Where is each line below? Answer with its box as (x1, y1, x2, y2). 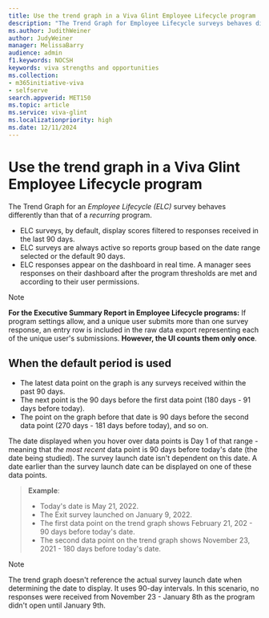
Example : (27, 486, 60, 495)
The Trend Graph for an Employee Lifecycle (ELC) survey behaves (8, 201, 227, 211)
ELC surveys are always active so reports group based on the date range (19, 242, 261, 252)
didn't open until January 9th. (8, 600, 106, 610)
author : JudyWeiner (8, 34, 74, 42)
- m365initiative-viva (8, 79, 84, 87)
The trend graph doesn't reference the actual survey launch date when (8, 575, 243, 584)
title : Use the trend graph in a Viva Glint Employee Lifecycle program (8, 11, 256, 20)
